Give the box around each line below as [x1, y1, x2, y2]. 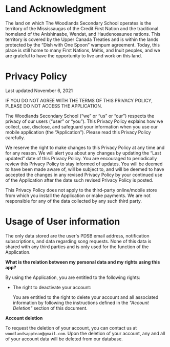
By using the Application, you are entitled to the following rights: [5, 274, 141, 280]
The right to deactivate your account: [12, 284, 91, 290]
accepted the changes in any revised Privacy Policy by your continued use [5, 171, 163, 178]
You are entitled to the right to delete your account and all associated [12, 294, 159, 300]
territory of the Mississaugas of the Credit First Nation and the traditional [5, 25, 159, 31]
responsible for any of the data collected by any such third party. [5, 198, 142, 204]
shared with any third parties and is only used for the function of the [5, 244, 149, 250]
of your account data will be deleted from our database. [5, 336, 123, 342]
